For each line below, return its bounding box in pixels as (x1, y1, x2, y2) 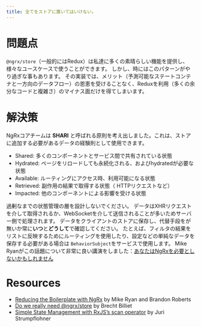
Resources (6, 276, 61, 290)
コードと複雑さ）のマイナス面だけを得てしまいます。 (16, 88, 148, 95)
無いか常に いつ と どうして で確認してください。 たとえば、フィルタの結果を (6, 224, 191, 232)
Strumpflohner (14, 315, 51, 322)
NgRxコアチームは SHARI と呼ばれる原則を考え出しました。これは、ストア (6, 131, 191, 139)
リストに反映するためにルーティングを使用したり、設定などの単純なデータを (6, 232, 195, 239)
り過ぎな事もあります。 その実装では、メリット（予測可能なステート (6, 73, 176, 80)
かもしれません (16, 254, 54, 262)
